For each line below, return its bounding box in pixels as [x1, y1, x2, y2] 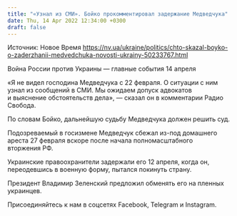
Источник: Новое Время [7, 43, 81, 52]
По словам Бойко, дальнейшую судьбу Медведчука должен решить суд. [7, 115, 231, 123]
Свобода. [7, 101, 36, 110]
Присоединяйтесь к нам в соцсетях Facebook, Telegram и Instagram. [7, 200, 217, 209]
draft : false [7, 24, 46, 31]
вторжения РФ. [7, 144, 54, 153]
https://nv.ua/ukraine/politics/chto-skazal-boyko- [82, 43, 228, 52]
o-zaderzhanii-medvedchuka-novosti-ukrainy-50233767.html [7, 51, 188, 59]
